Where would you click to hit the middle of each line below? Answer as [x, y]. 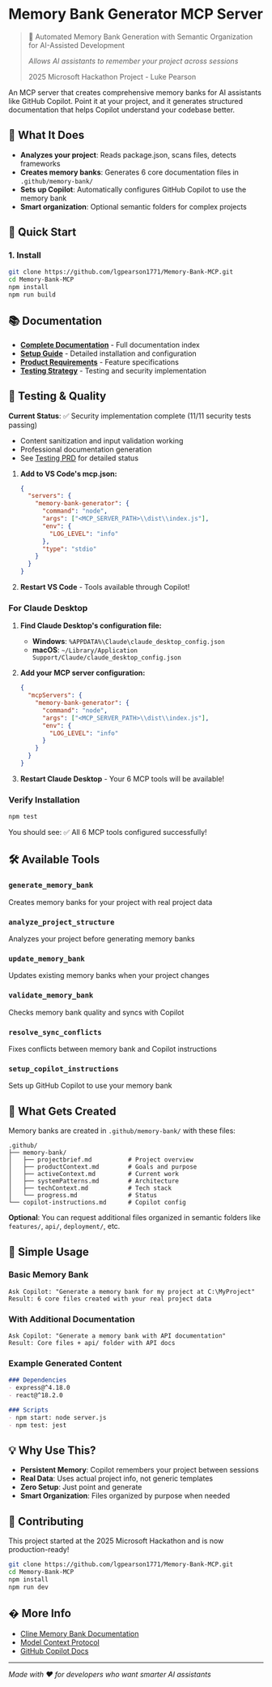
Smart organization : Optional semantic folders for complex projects [133, 206]
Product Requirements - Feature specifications [100, 361]
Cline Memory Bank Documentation [79, 1633]
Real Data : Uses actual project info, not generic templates [116, 1478]
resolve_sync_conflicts [55, 1032]
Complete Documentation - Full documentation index [110, 344]
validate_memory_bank [51, 995]
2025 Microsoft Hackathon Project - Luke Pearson [112, 76]
